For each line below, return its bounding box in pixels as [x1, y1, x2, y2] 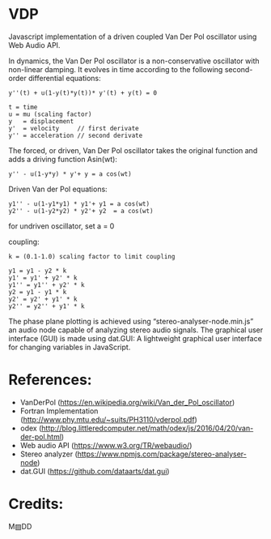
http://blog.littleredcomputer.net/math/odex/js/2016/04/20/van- [41, 423, 254, 433]
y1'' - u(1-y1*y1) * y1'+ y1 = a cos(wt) [8, 199, 150, 207]
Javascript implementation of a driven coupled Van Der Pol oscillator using [8, 32, 257, 41]
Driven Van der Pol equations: [8, 184, 108, 194]
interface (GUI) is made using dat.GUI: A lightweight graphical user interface [8, 333, 263, 343]
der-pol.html [19, 431, 62, 442]
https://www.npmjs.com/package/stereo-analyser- [77, 449, 247, 459]
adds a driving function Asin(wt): [8, 154, 117, 164]
